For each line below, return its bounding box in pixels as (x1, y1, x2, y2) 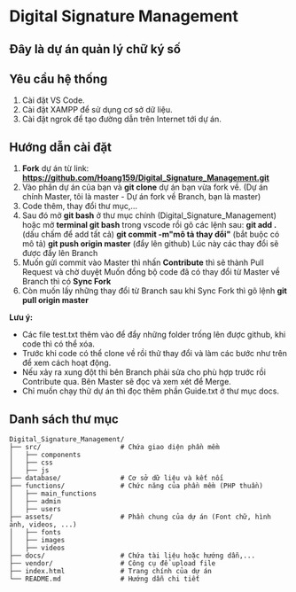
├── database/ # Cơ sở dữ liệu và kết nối (9, 474, 224, 483)
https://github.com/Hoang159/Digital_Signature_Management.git (21, 173, 270, 183)
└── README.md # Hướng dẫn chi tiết (9, 574, 200, 584)
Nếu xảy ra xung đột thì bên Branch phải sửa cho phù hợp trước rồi (21, 367, 266, 378)
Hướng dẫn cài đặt (9, 139, 113, 154)
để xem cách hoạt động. (21, 357, 112, 369)
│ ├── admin (9, 497, 62, 506)
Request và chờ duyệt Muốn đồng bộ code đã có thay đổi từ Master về (21, 267, 281, 277)
